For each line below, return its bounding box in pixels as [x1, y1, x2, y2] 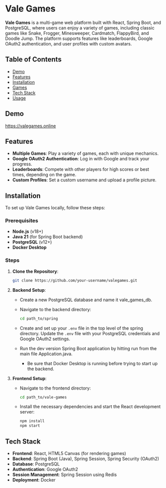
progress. [12, 161, 32, 167]
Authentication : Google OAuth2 [12, 466, 79, 472]
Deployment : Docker [12, 477, 56, 483]
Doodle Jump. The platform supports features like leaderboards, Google [5, 35, 153, 41]
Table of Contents [5, 55, 62, 64]
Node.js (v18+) [12, 228, 44, 235]
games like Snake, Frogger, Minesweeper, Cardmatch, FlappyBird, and [5, 30, 149, 36]
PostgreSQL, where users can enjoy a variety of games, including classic [5, 24, 155, 30]
